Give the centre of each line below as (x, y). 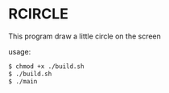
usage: (20, 51)
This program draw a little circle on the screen (84, 36)
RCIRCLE (38, 14)
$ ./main (23, 81)
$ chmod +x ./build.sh (46, 66)
